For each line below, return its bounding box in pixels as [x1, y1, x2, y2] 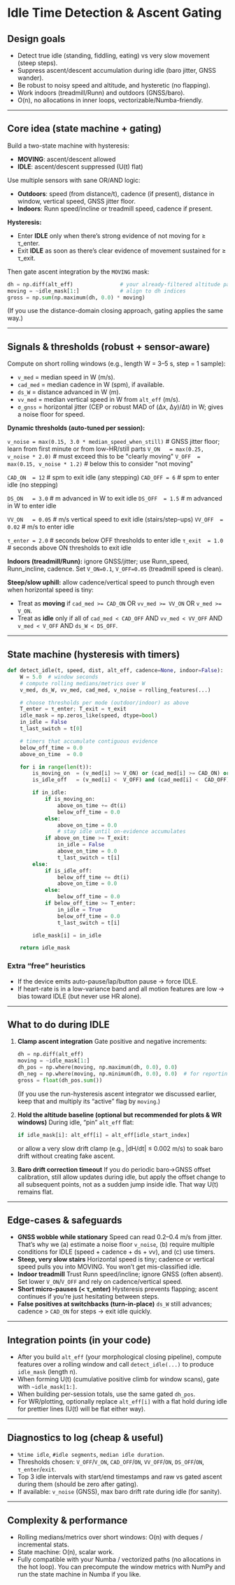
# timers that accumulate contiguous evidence [20, 737, 158, 745]
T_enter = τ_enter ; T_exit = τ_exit [20, 706, 127, 713]
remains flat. [17, 1187, 54, 1196]
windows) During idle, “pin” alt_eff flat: [17, 1118, 134, 1126]
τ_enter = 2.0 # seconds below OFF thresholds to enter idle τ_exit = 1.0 [7, 536, 224, 545]
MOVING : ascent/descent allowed [17, 155, 116, 163]
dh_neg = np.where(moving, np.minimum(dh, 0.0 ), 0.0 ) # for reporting [17, 1070, 231, 1077]
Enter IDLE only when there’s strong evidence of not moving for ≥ [17, 231, 206, 239]
